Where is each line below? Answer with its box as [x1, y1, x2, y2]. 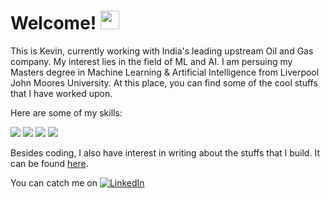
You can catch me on [10, 176, 98, 189]
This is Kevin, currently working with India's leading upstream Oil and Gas [10, 45, 314, 57]
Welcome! [10, 12, 97, 35]
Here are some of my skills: [10, 106, 123, 119]
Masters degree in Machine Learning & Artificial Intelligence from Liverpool [10, 66, 320, 78]
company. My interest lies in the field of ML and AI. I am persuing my [10, 55, 293, 67]
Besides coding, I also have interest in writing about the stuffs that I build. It [10, 146, 320, 159]
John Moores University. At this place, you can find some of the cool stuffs [10, 76, 318, 89]
